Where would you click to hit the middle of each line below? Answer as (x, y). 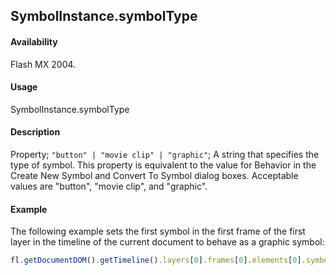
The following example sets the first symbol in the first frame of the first (158, 231)
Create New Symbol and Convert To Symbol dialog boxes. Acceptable (154, 175)
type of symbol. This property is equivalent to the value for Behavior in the (163, 165)
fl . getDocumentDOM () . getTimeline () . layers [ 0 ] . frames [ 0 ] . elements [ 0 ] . (158, 260)
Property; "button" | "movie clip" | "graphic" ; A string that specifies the (165, 154)
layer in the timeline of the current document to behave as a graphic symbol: (167, 242)
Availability (34, 41)
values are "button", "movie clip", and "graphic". (109, 186)
